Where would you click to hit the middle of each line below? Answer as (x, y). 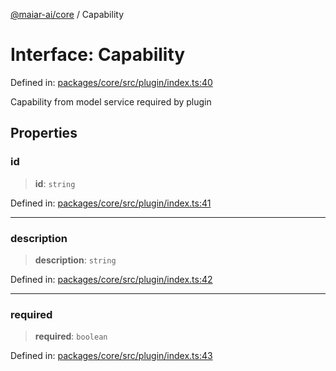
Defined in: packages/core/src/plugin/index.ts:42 (111, 279)
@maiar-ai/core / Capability (67, 14)
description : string (75, 260)
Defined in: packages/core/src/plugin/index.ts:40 (111, 82)
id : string (55, 183)
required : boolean (71, 336)
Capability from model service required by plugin (111, 101)
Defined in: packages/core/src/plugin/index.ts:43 (111, 356)
